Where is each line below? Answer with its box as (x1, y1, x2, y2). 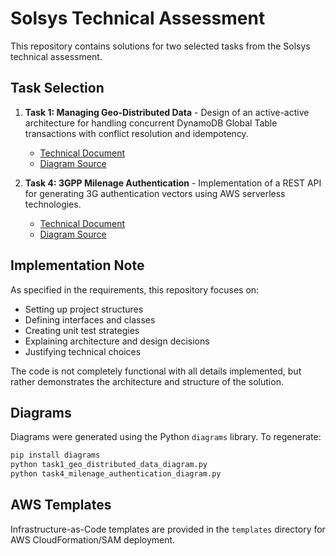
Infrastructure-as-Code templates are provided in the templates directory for (10, 523, 326, 535)
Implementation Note (10, 257, 145, 274)
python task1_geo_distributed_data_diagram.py (10, 460, 208, 470)
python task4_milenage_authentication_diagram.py (10, 469, 222, 479)
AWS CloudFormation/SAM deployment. (10, 533, 176, 546)
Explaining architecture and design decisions (24, 335, 210, 347)
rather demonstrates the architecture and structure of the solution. (10, 375, 284, 387)
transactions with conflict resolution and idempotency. (24, 127, 249, 139)
